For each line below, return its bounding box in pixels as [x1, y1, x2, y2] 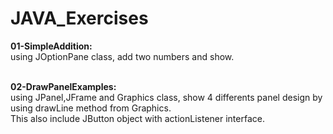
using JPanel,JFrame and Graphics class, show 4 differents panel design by [10, 91, 323, 103]
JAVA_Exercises [10, 7, 149, 30]
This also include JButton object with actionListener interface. [10, 112, 265, 124]
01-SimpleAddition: [10, 40, 93, 52]
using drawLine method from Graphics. [10, 102, 172, 114]
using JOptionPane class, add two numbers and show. [10, 50, 235, 62]
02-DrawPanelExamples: [10, 80, 117, 92]
